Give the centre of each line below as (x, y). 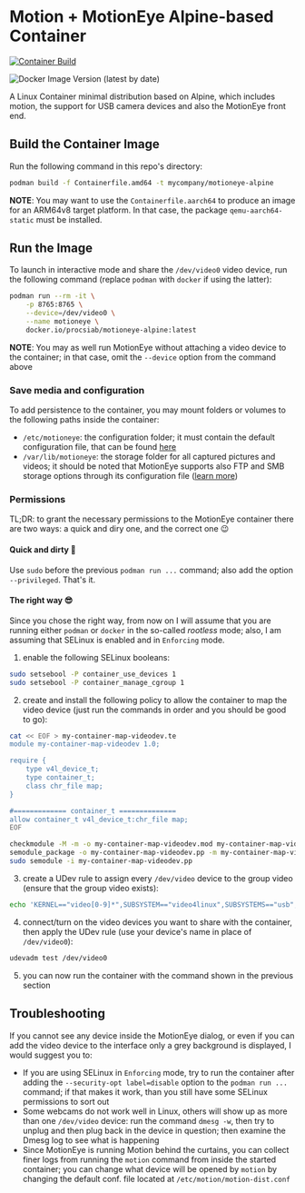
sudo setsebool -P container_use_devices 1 (93, 674)
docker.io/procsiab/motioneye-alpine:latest (111, 330)
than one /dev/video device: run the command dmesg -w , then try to (148, 1120)
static (22, 220)
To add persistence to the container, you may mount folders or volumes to (148, 410)
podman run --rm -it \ (52, 296)
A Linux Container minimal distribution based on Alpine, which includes (142, 96)
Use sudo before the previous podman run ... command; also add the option (151, 570)
